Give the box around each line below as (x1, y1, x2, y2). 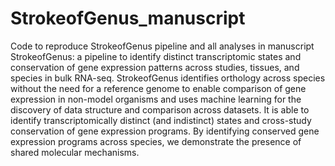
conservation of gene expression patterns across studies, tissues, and (10, 61, 300, 73)
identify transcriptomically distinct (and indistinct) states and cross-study (10, 114, 312, 126)
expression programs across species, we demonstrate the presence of (10, 135, 302, 147)
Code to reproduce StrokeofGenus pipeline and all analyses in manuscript (10, 40, 315, 52)
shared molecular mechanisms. (10, 146, 140, 158)
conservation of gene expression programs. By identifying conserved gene (10, 125, 320, 137)
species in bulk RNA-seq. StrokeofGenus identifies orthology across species (10, 72, 326, 84)
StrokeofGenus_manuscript (10, 7, 246, 30)
